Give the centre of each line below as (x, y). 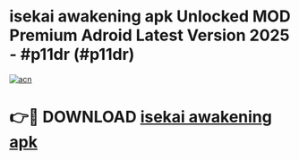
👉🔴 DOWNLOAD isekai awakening (141, 117)
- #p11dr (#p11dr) (72, 55)
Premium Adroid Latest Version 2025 (149, 35)
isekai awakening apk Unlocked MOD (150, 17)
